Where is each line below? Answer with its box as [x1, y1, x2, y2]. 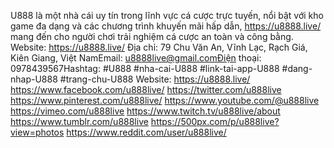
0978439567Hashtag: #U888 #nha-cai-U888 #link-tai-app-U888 [10, 63, 280, 74]
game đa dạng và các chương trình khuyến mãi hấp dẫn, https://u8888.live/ [10, 20, 322, 32]
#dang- [281, 63, 313, 74]
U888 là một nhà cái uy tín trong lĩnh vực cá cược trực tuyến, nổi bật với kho [10, 10, 324, 21]
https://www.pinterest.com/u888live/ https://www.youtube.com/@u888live [10, 95, 320, 106]
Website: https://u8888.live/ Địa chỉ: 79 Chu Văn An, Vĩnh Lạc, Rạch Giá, [10, 41, 308, 53]
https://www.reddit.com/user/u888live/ [66, 126, 227, 138]
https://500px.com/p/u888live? [150, 116, 280, 127]
